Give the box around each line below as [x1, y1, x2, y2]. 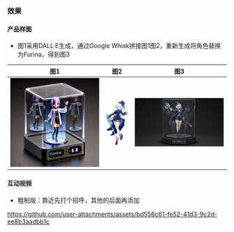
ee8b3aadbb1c [7, 217, 50, 226]
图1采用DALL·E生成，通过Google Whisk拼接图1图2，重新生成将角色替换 [17, 42, 221, 50]
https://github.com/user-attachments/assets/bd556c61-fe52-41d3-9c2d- [7, 210, 218, 218]
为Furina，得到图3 [17, 50, 70, 59]
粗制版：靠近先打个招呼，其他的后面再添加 [17, 196, 140, 204]
